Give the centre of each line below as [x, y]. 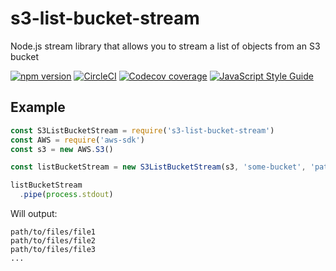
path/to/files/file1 [53, 232]
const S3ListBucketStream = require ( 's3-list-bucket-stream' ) [142, 130]
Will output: [34, 213]
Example [38, 107]
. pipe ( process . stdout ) [66, 195]
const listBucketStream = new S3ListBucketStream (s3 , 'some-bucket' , [158, 167]
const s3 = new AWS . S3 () [62, 149]
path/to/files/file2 [53, 241]
